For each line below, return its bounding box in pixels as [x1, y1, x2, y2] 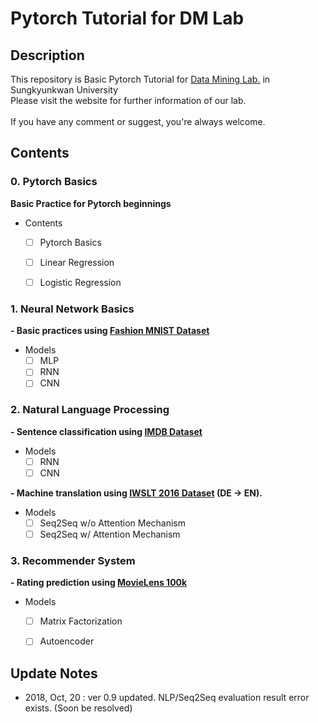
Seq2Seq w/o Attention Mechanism [39, 517, 186, 529]
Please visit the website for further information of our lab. [10, 95, 247, 106]
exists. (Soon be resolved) [24, 702, 133, 714]
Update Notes [10, 665, 98, 682]
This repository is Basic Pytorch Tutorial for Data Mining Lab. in [10, 73, 271, 85]
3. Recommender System [10, 553, 136, 567]
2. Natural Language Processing [10, 403, 170, 417]
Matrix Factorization [39, 615, 123, 627]
